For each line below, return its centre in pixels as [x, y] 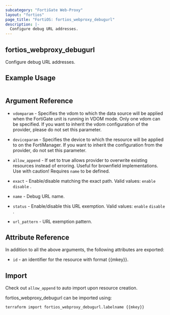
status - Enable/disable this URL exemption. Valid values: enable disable [89, 206]
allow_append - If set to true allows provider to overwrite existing [80, 160]
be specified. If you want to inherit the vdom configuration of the [80, 124]
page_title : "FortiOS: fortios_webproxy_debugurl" [60, 19]
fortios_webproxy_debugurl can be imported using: [59, 298]
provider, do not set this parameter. [49, 150]
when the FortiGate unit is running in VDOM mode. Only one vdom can [86, 118]
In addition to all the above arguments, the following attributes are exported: [85, 250]
